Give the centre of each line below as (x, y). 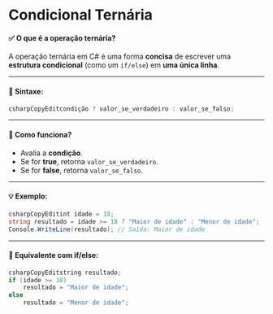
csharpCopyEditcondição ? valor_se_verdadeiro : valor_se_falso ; (121, 109)
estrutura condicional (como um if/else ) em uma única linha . (114, 65)
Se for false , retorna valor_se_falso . (82, 170)
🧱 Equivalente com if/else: (54, 255)
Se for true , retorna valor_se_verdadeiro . (89, 161)
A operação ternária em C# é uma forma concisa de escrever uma (120, 57)
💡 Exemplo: (28, 196)
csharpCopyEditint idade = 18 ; (61, 214)
